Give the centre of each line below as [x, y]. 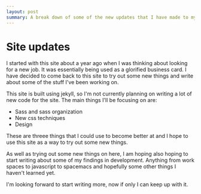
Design [24, 124]
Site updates [38, 47]
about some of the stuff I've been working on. [63, 82]
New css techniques [40, 118]
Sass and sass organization [48, 112]
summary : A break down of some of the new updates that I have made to [97, 17]
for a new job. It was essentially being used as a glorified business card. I [96, 70]
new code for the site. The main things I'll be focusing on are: [82, 100]
